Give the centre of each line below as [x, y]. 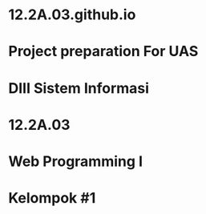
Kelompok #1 [52, 198]
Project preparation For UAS [103, 52]
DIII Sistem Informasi [79, 88]
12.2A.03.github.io [72, 15]
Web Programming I [75, 161]
